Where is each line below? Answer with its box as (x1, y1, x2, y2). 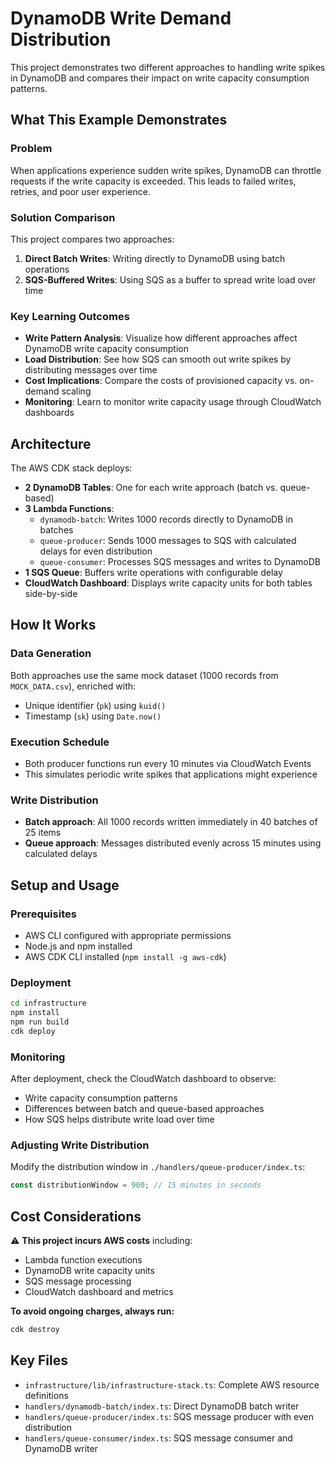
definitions (24, 1389, 69, 1401)
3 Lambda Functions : (24, 503, 115, 515)
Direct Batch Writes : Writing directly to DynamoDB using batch (24, 252, 286, 264)
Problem (10, 142, 53, 156)
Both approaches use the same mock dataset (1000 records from (10, 669, 279, 681)
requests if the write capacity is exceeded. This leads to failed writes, (10, 175, 297, 187)
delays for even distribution (39, 545, 153, 557)
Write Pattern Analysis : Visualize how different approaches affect (24, 332, 298, 344)
